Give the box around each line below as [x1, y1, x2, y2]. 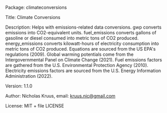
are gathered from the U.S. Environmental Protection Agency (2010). [5, 62, 149, 68]
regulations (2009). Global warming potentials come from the [5, 51, 134, 57]
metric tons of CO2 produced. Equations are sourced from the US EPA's [5, 46, 156, 52]
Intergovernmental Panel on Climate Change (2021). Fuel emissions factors [5, 57, 162, 63]
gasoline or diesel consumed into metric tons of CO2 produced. [5, 35, 139, 41]
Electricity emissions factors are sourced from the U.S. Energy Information [5, 67, 161, 74]
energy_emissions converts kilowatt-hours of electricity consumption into [5, 40, 159, 47]
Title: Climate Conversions [5, 14, 61, 20]
